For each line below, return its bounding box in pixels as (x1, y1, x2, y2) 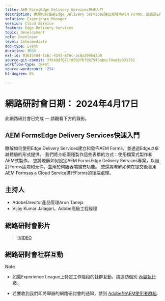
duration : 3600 (5, 48, 36, 53)
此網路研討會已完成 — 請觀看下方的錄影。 (5, 115, 89, 121)
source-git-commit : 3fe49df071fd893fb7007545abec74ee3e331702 (5, 58, 135, 62)
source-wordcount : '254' (5, 67, 56, 72)
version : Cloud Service (5, 21, 54, 26)
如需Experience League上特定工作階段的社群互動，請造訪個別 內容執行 (12, 274, 156, 280)
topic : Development (5, 30, 45, 35)
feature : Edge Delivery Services (5, 26, 74, 30)
